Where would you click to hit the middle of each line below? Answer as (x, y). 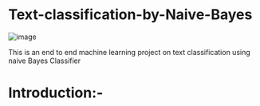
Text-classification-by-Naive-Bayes (130, 15)
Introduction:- (56, 93)
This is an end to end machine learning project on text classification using (130, 52)
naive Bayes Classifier (45, 61)
